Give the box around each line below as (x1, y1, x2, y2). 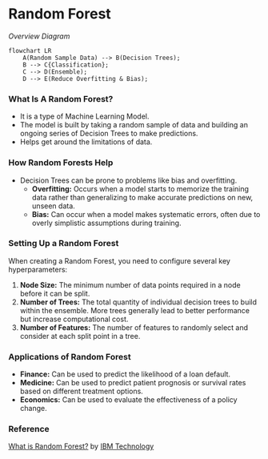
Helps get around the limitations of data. (19, 137, 153, 147)
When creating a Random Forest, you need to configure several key (8, 256, 230, 265)
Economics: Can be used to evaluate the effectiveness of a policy (19, 395, 238, 405)
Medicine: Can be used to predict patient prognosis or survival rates (19, 378, 246, 388)
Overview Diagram (8, 31, 70, 41)
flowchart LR (8, 46, 52, 54)
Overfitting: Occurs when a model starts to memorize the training (31, 183, 250, 193)
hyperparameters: (8, 264, 68, 274)
